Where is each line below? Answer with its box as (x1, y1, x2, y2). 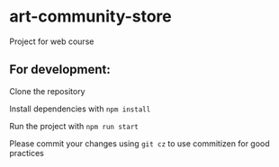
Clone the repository (9, 85, 85, 96)
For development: (9, 62, 111, 77)
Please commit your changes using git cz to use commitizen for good (9, 137, 270, 149)
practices (9, 147, 45, 158)
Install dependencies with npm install (9, 103, 151, 114)
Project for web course (9, 36, 94, 47)
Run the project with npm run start (9, 120, 139, 131)
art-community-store (9, 6, 173, 27)
